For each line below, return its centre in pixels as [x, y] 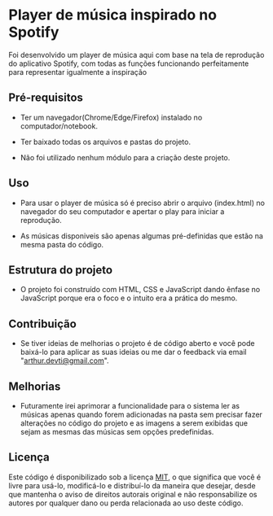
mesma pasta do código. [62, 244]
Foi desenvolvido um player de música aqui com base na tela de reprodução [136, 55]
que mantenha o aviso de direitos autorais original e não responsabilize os [133, 494]
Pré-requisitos [46, 98]
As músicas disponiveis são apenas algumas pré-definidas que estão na [141, 236]
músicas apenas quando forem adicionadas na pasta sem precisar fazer [141, 414]
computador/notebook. [59, 126]
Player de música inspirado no [113, 15]
